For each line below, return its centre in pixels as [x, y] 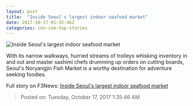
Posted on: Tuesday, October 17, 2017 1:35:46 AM [80, 97]
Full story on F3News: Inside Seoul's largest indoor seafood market [87, 86]
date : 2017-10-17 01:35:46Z [40, 22]
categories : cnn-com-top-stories [47, 28]
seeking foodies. [26, 74]
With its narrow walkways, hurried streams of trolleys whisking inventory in [97, 56]
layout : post [22, 11]
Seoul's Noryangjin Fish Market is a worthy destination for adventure [89, 69]
